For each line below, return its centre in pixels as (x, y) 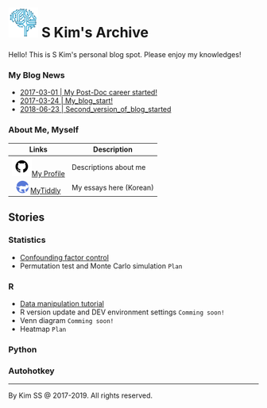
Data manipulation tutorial (62, 304)
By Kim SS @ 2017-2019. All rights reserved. (81, 395)
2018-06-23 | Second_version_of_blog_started (95, 110)
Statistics (27, 240)
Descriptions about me (108, 167)
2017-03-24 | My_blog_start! (66, 101)
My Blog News (37, 75)
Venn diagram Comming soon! (67, 321)
